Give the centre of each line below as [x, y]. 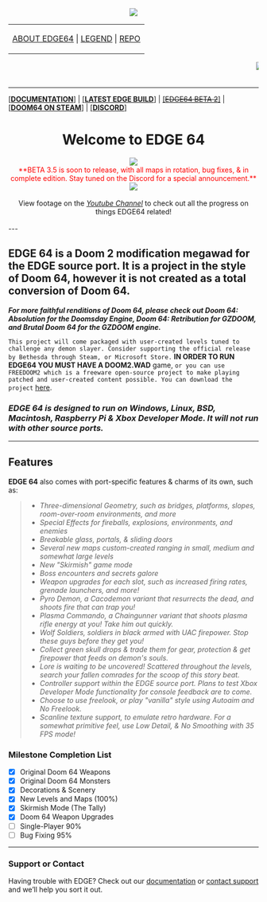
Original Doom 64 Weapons [65, 772]
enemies [54, 531]
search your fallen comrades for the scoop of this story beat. [139, 675]
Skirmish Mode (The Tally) [63, 808]
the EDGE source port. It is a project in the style [127, 266]
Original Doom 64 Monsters [65, 781]
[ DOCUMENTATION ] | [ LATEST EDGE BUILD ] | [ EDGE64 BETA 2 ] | [116, 99]
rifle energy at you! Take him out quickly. [106, 624]
